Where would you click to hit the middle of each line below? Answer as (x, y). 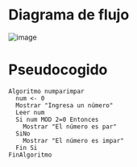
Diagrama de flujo (69, 15)
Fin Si (27, 148)
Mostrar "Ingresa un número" (64, 105)
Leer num (30, 112)
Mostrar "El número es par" (70, 127)
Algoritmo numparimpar (46, 91)
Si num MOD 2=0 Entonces (57, 119)
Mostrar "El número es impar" (74, 140)
